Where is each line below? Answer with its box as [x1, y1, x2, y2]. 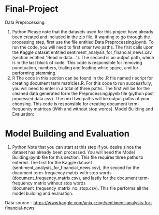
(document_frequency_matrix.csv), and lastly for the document [12, 175, 138, 181]
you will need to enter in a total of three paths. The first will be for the [12, 85, 150, 91]
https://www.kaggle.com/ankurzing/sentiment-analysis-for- [33, 200, 152, 205]
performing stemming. [12, 70, 57, 76]
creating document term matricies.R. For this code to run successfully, [12, 80, 152, 86]
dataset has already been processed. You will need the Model [12, 149, 135, 155]
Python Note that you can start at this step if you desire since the [12, 144, 142, 150]
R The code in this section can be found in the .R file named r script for [12, 75, 153, 81]
